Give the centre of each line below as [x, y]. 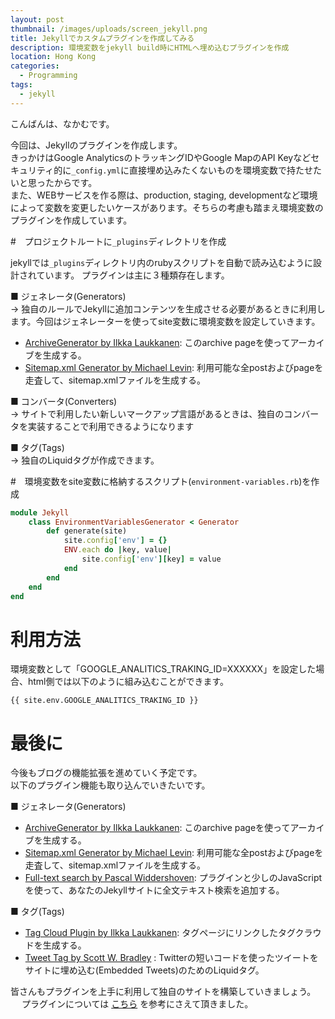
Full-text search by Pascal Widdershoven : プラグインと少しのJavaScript [173, 878]
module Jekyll [40, 512]
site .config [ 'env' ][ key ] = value [151, 559]
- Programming [48, 76]
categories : [35, 66]
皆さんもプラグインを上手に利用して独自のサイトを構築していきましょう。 [163, 992]
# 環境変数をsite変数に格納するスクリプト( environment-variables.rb [155, 481]
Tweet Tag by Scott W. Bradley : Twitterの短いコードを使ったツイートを [171, 958]
